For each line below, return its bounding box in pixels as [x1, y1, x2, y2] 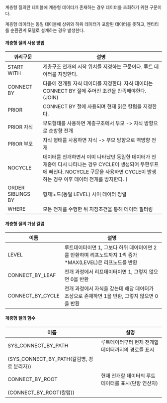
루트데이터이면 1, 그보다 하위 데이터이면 [64, 244, 153, 251]
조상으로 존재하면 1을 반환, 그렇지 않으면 [64, 293, 154, 300]
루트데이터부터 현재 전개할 [101, 338, 159, 345]
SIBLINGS [7, 191, 31, 198]
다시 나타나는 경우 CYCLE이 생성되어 [58, 161, 139, 168]
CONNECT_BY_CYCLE [7, 292, 60, 299]
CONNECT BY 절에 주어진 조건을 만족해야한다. [43, 88, 147, 95]
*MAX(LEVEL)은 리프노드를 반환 [64, 259, 138, 266]
